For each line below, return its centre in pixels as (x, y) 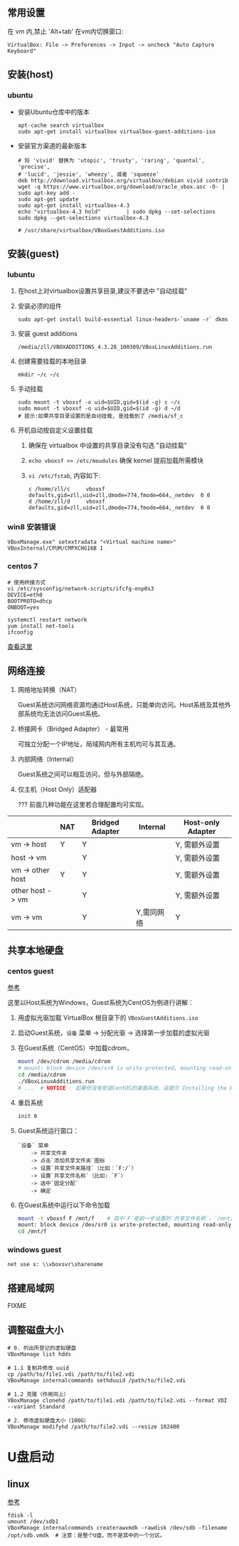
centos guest (31, 971)
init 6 (27, 1116)
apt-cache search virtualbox (61, 125)
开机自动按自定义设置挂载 (55, 430)
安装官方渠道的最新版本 (52, 145)
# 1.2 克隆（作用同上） (38, 1394)
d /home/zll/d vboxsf (67, 502)
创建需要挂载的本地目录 (52, 361)
